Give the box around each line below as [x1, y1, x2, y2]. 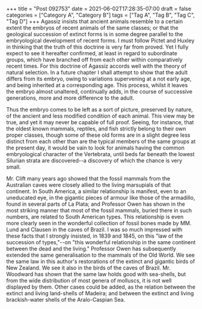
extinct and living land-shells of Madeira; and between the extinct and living [6, 290, 194, 296]
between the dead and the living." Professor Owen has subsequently [6, 245, 176, 252]
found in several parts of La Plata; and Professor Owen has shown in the [6, 200, 185, 208]
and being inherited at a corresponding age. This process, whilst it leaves [6, 82, 188, 89]
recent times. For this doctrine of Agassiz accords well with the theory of [6, 62, 187, 70]
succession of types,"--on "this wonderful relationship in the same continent [6, 239, 196, 245]
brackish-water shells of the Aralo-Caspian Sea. [6, 296, 126, 303]
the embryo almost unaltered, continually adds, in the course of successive [6, 88, 192, 95]
